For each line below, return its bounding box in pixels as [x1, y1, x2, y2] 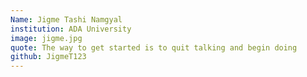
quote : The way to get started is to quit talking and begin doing [10, 42, 298, 53]
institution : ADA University [10, 24, 132, 34]
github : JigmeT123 [10, 52, 87, 62]
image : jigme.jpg [10, 33, 83, 43]
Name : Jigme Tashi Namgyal [10, 14, 123, 25]
